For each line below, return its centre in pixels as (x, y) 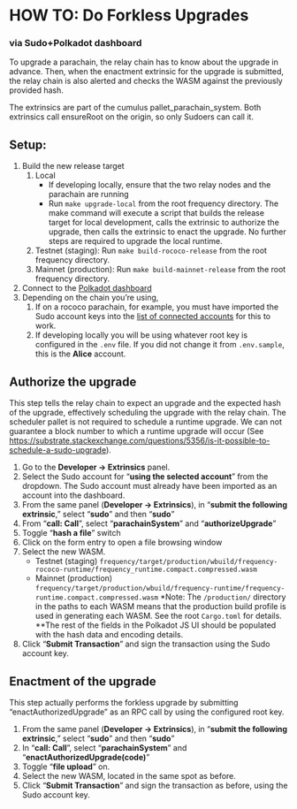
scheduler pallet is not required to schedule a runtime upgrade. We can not (146, 422)
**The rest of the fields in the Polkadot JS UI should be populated (156, 625)
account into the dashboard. (73, 495)
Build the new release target (73, 166)
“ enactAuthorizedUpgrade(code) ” (86, 757)
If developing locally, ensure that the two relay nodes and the (160, 185)
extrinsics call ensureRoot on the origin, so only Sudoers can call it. (132, 117)
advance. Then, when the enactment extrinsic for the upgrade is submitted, (147, 72)
